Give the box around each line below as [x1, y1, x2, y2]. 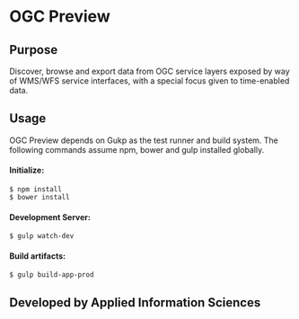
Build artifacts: [9, 250, 66, 261]
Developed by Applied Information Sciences [9, 295, 261, 310]
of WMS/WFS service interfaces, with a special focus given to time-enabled [9, 75, 290, 86]
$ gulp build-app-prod [9, 270, 94, 279]
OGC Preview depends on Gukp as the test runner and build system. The [9, 135, 278, 146]
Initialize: [9, 164, 45, 176]
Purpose [9, 42, 58, 58]
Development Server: [9, 211, 92, 222]
